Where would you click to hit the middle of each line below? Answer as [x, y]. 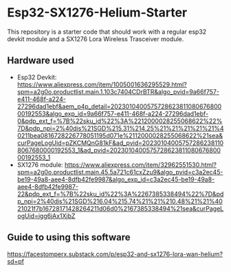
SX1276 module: [40, 165]
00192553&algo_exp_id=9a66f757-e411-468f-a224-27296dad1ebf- [113, 113]
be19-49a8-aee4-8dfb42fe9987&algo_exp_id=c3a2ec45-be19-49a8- [116, 179]
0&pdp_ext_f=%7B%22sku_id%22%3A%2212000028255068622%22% [120, 121]
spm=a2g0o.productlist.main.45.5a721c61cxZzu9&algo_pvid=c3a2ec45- [120, 172]
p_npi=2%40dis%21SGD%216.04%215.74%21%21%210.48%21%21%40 [120, 201]
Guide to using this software [69, 237]
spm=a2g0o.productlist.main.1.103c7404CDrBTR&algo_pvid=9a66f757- [118, 91]
